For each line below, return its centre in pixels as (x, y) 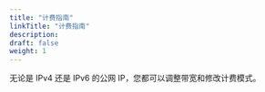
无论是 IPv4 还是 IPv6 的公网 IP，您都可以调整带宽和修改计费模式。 (135, 78)
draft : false (34, 43)
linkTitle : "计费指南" (50, 26)
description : (34, 34)
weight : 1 (28, 51)
